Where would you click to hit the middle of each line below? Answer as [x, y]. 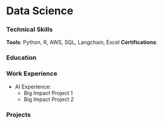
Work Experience [32, 74]
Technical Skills [30, 30]
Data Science [40, 11]
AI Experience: [33, 87]
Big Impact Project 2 [49, 99]
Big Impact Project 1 [48, 93]
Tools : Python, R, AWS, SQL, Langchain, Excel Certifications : [82, 42]
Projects [19, 115]
